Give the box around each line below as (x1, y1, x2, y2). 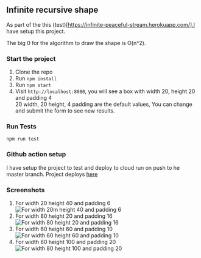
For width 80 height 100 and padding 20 (15, 239, 116, 245)
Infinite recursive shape (6, 5, 99, 15)
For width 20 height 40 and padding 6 (15, 200, 111, 206)
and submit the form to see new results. (15, 107, 115, 114)
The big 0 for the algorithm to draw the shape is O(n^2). (6, 39, 146, 46)
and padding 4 (15, 94, 52, 102)
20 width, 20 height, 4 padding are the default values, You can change (15, 100, 193, 108)
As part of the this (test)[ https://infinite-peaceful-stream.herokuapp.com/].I (6, 21, 196, 28)
